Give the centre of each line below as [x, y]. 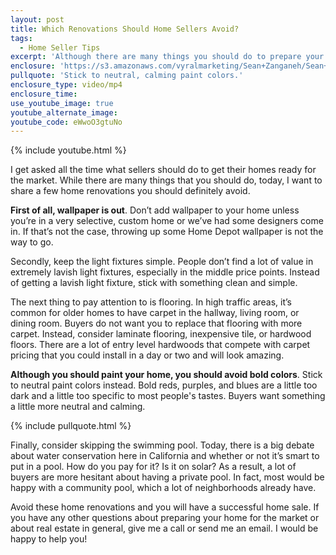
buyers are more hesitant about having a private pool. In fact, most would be [167, 477]
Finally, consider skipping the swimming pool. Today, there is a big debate [162, 445]
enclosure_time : [44, 94]
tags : [21, 38]
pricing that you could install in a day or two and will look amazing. [147, 355]
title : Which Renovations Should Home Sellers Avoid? [125, 29]
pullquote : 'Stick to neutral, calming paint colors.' [127, 76]
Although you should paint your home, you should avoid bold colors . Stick [166, 375]
